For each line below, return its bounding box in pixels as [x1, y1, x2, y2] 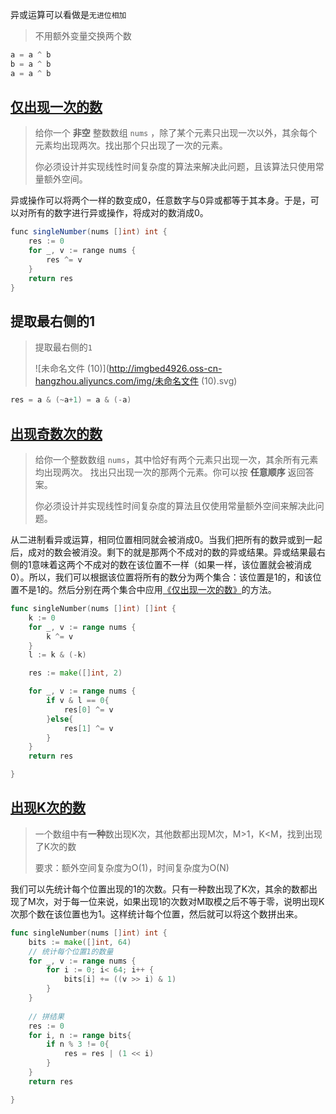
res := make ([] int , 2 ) [28, 668, 123, 678]
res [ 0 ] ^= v [63, 704, 114, 715]
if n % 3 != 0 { [46, 1039, 110, 1050]
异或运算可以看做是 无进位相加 [10, 9, 127, 20]
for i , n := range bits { [28, 1030, 132, 1040]
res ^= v [46, 255, 83, 265]
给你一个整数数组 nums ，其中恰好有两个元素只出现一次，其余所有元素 [34, 454, 319, 466]
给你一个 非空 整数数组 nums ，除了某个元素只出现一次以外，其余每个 [34, 127, 318, 139]
